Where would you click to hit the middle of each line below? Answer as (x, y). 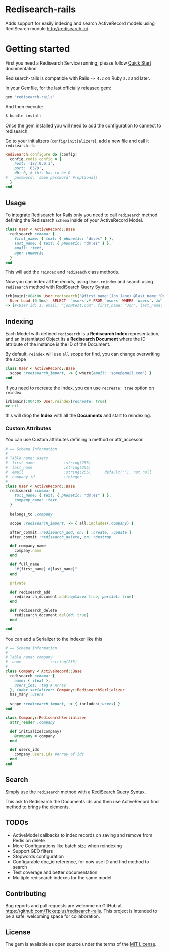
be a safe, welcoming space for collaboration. (53, 916)
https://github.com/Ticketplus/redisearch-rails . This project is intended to (81, 911)
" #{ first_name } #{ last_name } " (46, 569)
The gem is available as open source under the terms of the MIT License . (81, 944)
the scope (16, 359)
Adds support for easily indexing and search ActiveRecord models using (80, 23)
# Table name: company (29, 657)
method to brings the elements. (38, 807)
